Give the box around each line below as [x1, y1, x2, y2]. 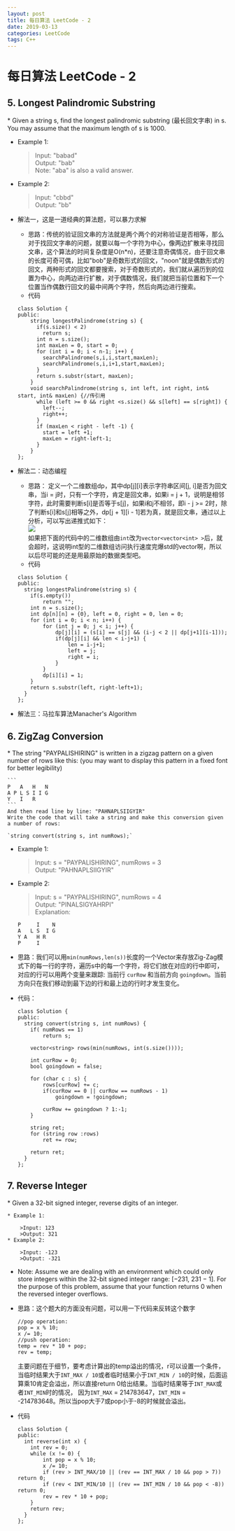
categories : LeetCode [7, 29, 71, 37]
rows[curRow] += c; [43, 1081, 99, 1089]
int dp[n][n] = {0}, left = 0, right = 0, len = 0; [30, 610, 184, 618]
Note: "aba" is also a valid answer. [34, 166, 134, 175]
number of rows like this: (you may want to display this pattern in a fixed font [7, 756, 228, 764]
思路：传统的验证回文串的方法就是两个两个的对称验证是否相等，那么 [27, 230, 225, 239]
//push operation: [17, 1336, 71, 1343]
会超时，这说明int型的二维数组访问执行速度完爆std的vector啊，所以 [27, 543, 222, 551]
